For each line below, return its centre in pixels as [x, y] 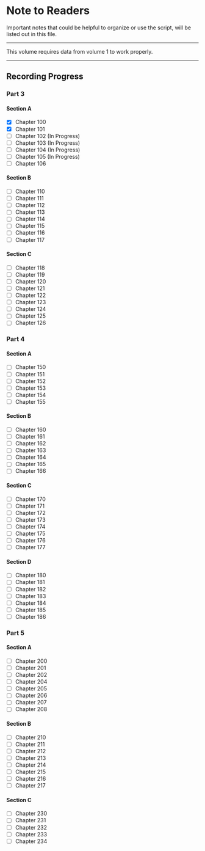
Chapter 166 [31, 471]
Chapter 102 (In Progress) [48, 136]
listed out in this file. [31, 34]
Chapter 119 [30, 274]
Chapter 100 [31, 122]
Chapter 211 [30, 744]
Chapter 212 [31, 751]
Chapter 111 [29, 199]
